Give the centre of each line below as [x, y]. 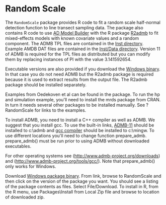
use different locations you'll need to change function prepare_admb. [76, 136]
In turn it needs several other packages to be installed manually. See [75, 105]
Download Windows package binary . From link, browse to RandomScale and [83, 176]
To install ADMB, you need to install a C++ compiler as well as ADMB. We [80, 120]
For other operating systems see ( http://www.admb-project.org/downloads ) [83, 156]
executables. [18, 146]
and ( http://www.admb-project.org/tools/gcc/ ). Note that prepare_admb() [80, 161]
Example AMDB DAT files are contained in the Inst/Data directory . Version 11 [83, 49]
